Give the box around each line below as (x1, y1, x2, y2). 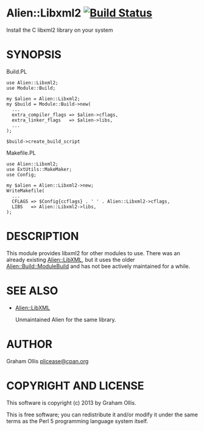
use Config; (6, 172, 37, 178)
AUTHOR (6, 337, 53, 351)
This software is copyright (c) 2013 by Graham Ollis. (6, 399, 137, 406)
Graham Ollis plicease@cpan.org (6, 357, 89, 364)
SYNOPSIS (6, 48, 62, 62)
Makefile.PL (6, 149, 37, 156)
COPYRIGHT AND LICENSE (6, 378, 144, 393)
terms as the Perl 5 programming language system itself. (6, 417, 148, 424)
